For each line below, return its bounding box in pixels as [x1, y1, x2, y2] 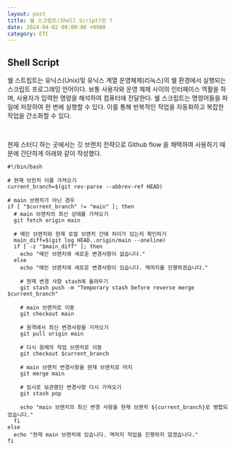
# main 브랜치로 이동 [20, 304, 75, 312]
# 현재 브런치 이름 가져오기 [7, 177, 77, 184]
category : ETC [7, 30, 50, 38]
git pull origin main [20, 330, 84, 337]
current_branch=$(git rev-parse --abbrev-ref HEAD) [7, 184, 163, 191]
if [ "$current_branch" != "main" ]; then [7, 203, 134, 210]
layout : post [7, 10, 46, 18]
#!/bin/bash [7, 164, 42, 171]
